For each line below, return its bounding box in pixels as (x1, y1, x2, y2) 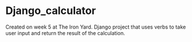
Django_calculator (5, 4, 96, 17)
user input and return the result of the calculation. (5, 29, 125, 36)
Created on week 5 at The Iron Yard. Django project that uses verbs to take (5, 23, 186, 30)
